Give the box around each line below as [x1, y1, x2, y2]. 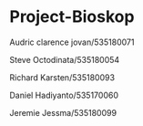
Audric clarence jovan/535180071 [9, 37, 135, 47]
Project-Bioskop [9, 6, 135, 27]
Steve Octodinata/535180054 [9, 54, 120, 65]
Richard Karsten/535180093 [9, 71, 116, 83]
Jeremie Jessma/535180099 [9, 107, 117, 118]
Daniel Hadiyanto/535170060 [9, 89, 118, 100]
